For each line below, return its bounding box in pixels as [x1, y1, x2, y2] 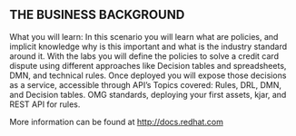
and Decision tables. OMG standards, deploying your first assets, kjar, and [9, 89, 287, 100]
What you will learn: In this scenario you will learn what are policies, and [9, 31, 279, 42]
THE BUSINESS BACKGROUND [9, 7, 185, 23]
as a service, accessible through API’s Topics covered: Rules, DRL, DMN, [9, 79, 282, 90]
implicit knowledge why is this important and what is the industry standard [9, 41, 288, 52]
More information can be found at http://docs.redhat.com [9, 116, 224, 127]
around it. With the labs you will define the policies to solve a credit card [9, 50, 280, 62]
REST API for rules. [9, 99, 81, 110]
